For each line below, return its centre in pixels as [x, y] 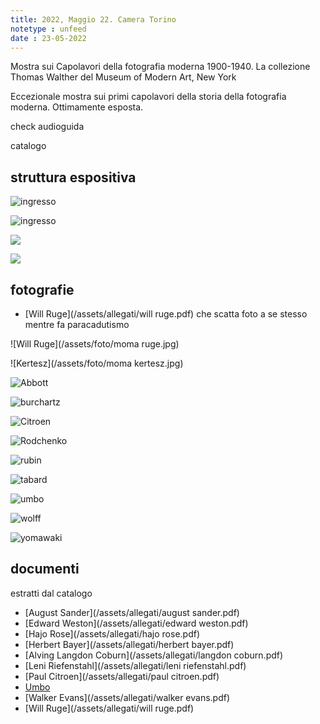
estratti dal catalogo [51, 593]
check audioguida [47, 127]
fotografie [42, 289]
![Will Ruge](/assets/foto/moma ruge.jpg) [95, 344]
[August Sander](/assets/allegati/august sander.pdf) [132, 612]
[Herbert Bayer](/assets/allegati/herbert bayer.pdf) [129, 644]
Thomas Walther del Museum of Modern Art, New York [123, 77]
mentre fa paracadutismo [77, 324]
